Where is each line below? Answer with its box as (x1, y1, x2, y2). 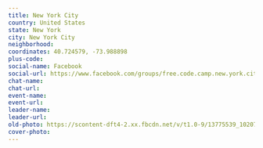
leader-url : (8, 114, 47, 121)
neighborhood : (8, 41, 55, 49)
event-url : (8, 99, 44, 106)
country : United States (8, 19, 86, 27)
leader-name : (8, 106, 51, 114)
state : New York (8, 26, 61, 34)
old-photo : (8, 121, 44, 128)
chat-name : (8, 77, 44, 85)
